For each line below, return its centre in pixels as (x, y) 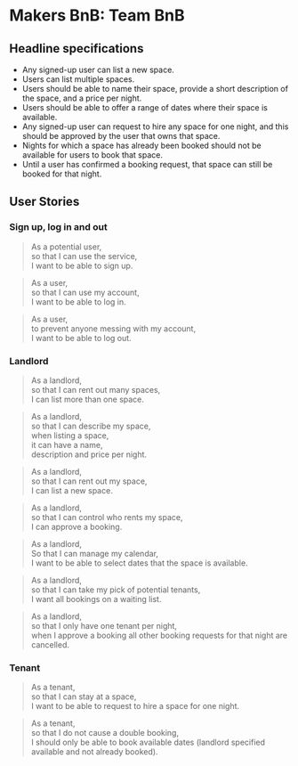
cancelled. (50, 644)
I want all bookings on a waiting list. (96, 599)
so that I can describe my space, (91, 426)
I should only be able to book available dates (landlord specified (148, 742)
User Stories (44, 202)
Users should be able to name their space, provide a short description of (155, 89)
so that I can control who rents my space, (107, 517)
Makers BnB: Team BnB (97, 16)
